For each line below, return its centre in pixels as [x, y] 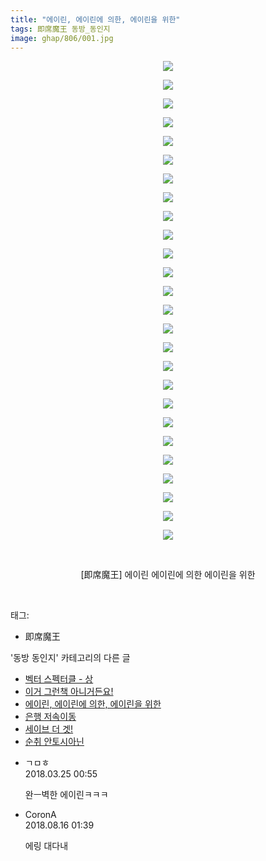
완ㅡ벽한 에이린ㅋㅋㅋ [66, 795]
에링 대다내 [46, 846]
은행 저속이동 [50, 717]
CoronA [40, 815]
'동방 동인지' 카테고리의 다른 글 [70, 658]
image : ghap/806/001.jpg [62, 38]
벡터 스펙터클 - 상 [59, 679]
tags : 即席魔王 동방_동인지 [60, 29]
